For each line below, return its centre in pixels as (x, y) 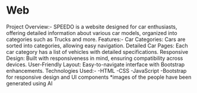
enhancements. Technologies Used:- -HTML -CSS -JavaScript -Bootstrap (96, 70)
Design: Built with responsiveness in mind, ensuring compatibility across (95, 58)
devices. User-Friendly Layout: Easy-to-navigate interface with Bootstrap (96, 64)
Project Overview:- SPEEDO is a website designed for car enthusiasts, (92, 27)
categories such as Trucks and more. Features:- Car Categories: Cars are (96, 39)
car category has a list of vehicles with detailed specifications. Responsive (97, 52)
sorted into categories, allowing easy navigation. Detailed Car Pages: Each (97, 46)
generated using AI (29, 83)
